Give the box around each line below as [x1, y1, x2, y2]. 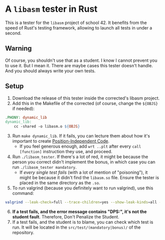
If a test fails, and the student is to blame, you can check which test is [12, 219, 154, 225]
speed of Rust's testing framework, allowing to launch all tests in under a [5, 25, 152, 30]
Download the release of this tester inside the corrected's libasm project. [12, 95, 160, 101]
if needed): [12, 106, 35, 111]
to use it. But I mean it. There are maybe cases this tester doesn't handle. [5, 62, 153, 68]
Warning [5, 44, 32, 53]
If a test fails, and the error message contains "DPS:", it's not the [12, 209, 147, 214]
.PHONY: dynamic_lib [5, 115, 48, 120]
